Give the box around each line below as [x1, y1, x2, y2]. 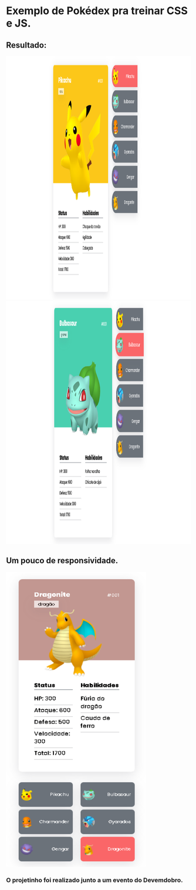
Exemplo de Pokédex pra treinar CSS [6, 4, 188, 18]
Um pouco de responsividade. [6, 556, 119, 566]
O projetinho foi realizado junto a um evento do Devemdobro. [6, 876, 183, 884]
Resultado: [6, 40, 47, 50]
